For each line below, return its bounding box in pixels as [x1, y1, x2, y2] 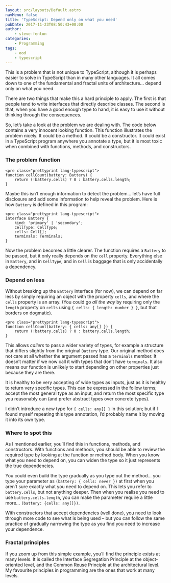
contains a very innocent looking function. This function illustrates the [5, 127, 152, 133]
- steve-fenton [14, 31, 47, 36]
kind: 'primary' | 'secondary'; [14, 220, 83, 226]
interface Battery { [5, 216, 50, 221]
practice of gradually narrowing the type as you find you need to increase [5, 521, 160, 527]
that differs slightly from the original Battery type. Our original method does [5, 347, 164, 354]
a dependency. [5, 264, 37, 270]
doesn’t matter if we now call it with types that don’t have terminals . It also [5, 358, 163, 365]
